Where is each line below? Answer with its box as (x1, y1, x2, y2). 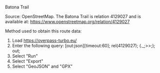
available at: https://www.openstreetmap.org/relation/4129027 (5, 19, 130, 24)
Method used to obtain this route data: (5, 28, 82, 34)
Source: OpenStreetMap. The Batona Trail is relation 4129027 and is (5, 14, 141, 19)
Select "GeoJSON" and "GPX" (12, 63, 73, 69)
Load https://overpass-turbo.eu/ (12, 37, 77, 43)
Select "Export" (12, 58, 44, 64)
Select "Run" (12, 53, 38, 59)
